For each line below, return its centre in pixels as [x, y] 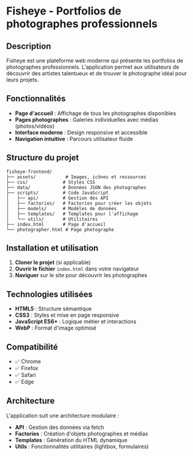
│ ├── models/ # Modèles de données [62, 208]
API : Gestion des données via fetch [59, 427]
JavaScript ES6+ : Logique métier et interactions [75, 322]
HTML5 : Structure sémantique [53, 309]
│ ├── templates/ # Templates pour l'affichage [72, 214]
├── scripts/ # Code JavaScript [58, 193]
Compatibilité [32, 347]
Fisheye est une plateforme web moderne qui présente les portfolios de [95, 61]
